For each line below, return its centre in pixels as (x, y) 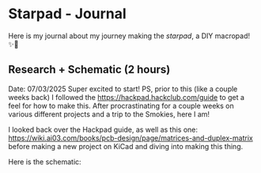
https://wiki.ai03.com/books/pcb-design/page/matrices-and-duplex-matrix (130, 138)
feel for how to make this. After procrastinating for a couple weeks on (121, 106)
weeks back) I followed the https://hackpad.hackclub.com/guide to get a (127, 97)
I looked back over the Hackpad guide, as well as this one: (103, 129)
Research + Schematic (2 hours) (89, 69)
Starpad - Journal (67, 14)
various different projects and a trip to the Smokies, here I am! (109, 114)
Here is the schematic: (45, 161)
